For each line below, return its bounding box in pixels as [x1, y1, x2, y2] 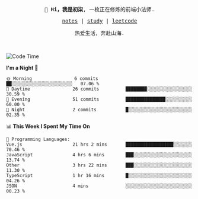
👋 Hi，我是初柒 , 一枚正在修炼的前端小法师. [44, 6, 155, 12]
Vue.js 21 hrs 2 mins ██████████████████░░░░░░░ [6, 142, 193, 147]
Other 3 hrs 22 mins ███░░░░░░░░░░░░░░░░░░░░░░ [6, 162, 193, 168]
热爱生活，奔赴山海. [74, 30, 125, 36]
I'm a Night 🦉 [6, 65, 39, 71]
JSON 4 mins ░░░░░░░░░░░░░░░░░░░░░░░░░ [6, 183, 193, 189]
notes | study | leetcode [62, 18, 138, 24]
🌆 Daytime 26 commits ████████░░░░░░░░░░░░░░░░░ [6, 86, 193, 92]
